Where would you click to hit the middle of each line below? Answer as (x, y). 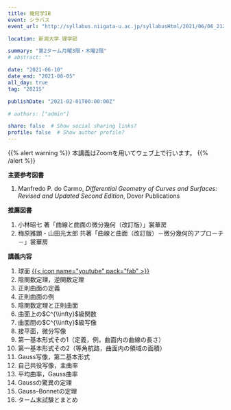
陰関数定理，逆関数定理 (51, 280)
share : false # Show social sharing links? (72, 126)
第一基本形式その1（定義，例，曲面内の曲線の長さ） (91, 340)
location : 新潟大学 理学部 (43, 38)
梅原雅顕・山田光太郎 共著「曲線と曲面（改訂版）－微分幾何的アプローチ (121, 233)
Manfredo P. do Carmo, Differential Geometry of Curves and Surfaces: (118, 189)
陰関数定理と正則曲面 (48, 305)
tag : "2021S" (26, 89)
